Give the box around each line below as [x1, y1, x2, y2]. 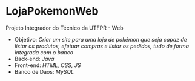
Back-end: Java [14, 55, 55, 62]
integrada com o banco [14, 48, 74, 56]
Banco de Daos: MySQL [14, 68, 74, 75]
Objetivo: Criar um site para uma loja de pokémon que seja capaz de [14, 36, 187, 43]
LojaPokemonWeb [5, 4, 99, 18]
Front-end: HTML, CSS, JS [14, 62, 81, 69]
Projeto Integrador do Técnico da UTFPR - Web [5, 24, 124, 31]
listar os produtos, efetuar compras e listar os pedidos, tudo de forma [14, 42, 189, 50]
